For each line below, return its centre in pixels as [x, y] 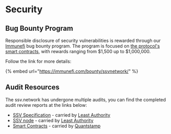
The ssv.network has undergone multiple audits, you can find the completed [86, 99]
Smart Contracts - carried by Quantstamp [57, 126]
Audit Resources [33, 87]
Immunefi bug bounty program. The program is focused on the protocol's [83, 46]
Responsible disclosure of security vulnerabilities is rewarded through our [83, 40]
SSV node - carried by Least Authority [53, 120]
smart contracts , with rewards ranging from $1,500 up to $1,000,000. [78, 51]
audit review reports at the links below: [46, 105]
